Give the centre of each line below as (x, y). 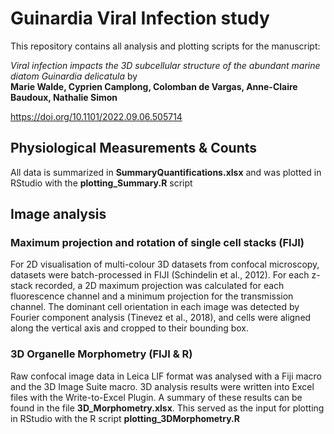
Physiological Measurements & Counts (134, 148)
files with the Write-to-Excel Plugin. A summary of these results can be (156, 397)
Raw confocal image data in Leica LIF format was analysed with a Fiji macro (166, 376)
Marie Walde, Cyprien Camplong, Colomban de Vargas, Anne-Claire (154, 86)
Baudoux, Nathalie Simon (64, 97)
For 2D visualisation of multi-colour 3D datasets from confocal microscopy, (165, 264)
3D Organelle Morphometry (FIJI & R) (101, 354)
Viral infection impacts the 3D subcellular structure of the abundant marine (165, 65)
